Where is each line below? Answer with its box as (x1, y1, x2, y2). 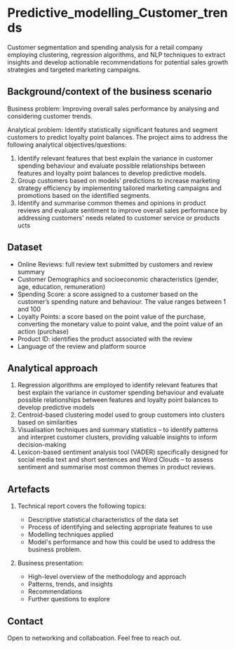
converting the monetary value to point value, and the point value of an (17, 319, 223, 328)
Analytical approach (7, 362, 98, 374)
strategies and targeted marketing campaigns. (7, 65, 141, 74)
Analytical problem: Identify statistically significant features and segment (7, 125, 218, 134)
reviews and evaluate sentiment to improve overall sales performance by (17, 206, 228, 215)
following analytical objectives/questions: (7, 140, 127, 149)
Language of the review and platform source (17, 342, 147, 350)
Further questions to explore (27, 595, 110, 603)
